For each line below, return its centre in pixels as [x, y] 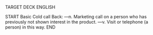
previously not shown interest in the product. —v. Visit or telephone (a [76, 22]
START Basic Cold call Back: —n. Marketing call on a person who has [76, 17]
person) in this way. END [30, 27]
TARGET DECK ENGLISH [30, 7]
